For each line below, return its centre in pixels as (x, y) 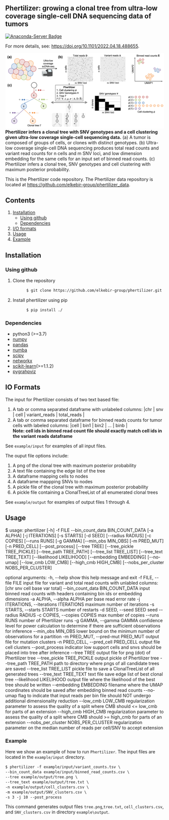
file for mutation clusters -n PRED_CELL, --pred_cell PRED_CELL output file (83, 642)
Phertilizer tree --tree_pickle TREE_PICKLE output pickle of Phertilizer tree (82, 658)
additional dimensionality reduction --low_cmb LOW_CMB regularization (80, 701)
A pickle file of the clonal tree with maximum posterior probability (80, 487)
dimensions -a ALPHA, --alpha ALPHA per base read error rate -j (73, 599)
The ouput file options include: (37, 455)
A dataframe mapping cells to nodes (50, 476)
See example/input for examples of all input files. (56, 446)
